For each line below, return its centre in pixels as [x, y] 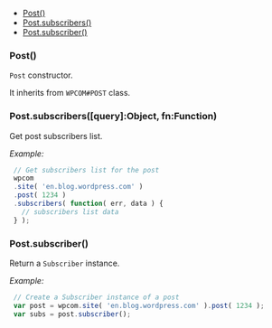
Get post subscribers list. [56, 136]
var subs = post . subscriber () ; [72, 314]
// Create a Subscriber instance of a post [96, 297]
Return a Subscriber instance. [65, 263]
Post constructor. [42, 75]
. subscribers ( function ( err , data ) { [89, 204]
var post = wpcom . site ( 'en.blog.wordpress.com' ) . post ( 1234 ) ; [139, 305]
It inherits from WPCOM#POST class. [70, 93]
